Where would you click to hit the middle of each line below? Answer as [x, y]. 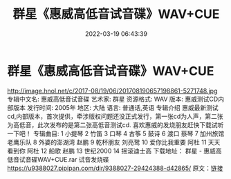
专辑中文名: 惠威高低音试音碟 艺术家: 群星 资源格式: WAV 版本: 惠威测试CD [113, 99]
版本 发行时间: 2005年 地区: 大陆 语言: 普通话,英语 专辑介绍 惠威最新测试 [116, 107]
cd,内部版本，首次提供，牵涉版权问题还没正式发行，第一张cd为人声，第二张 [115, 116]
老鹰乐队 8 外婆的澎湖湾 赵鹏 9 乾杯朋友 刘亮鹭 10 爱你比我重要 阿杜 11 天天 [114, 142]
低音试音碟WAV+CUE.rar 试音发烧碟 [58, 159]
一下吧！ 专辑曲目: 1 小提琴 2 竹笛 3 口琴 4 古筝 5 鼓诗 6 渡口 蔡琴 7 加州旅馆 [116, 133]
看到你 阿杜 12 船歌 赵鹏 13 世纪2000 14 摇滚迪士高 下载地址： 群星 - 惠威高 [115, 151]
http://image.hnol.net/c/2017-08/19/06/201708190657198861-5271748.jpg [112, 91]
